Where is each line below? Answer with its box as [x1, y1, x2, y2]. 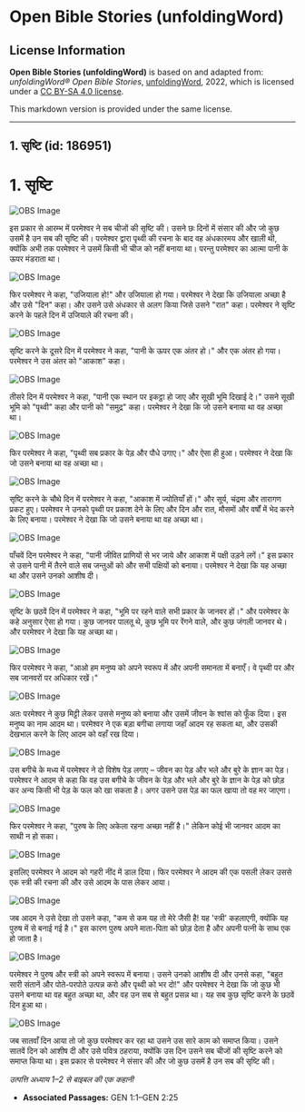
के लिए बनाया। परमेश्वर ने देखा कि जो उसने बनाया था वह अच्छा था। [9, 514, 204, 525]
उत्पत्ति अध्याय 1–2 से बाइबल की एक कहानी [9, 1074, 134, 1085]
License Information [9, 43, 125, 58]
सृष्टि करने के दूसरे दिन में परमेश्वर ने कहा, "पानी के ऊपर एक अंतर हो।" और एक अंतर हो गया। [9, 345, 281, 356]
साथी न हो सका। [9, 831, 59, 842]
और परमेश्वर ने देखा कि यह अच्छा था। [9, 627, 119, 638]
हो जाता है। [9, 933, 44, 944]
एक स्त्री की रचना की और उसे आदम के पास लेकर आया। [9, 877, 171, 888]
